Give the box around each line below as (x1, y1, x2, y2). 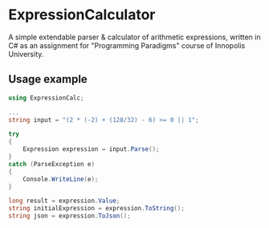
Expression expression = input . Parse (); (22, 145, 160, 153)
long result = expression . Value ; (8, 197, 120, 206)
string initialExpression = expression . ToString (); (8, 205, 185, 213)
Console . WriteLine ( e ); (22, 175, 99, 183)
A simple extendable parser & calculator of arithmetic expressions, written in (8, 32, 261, 42)
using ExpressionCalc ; (8, 94, 84, 102)
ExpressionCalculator (8, 6, 156, 24)
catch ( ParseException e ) (8, 160, 95, 168)
